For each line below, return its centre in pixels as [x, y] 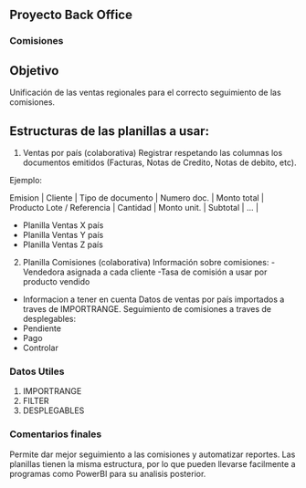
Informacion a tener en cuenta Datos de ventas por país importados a [153, 299]
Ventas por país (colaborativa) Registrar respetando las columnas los [153, 152]
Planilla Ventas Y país [63, 234]
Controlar [41, 348]
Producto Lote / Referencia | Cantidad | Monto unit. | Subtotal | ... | [134, 207]
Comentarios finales [56, 434]
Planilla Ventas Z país [63, 244]
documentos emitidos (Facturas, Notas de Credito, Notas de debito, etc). [159, 162]
